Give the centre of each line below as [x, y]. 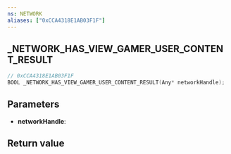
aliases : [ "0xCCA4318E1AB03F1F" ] [56, 20]
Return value [36, 144]
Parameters [33, 104]
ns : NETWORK [25, 14]
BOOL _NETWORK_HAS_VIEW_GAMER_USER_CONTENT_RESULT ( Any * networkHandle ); [116, 83]
